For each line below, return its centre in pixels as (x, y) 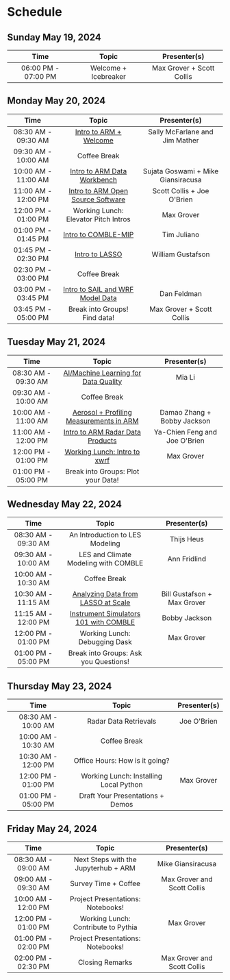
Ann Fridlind (187, 559)
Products (102, 441)
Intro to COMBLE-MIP (98, 234)
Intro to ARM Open (98, 191)
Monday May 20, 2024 (56, 101)
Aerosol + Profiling (102, 412)
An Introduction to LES (105, 535)
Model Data (99, 297)
